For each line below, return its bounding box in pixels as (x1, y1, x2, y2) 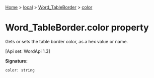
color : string (5, 67, 35, 72)
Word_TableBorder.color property (5, 22, 149, 33)
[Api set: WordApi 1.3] (5, 48, 50, 54)
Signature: (5, 58, 28, 64)
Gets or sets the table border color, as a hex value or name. (5, 38, 128, 44)
